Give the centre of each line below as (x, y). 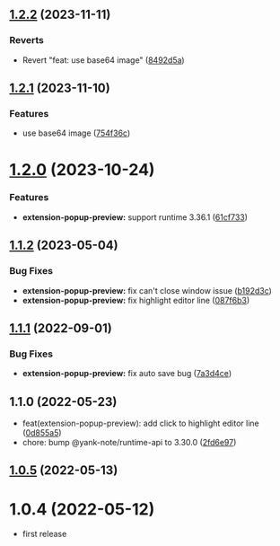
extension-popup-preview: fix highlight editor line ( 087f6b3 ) (136, 300)
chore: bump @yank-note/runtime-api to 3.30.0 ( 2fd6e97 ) (129, 443)
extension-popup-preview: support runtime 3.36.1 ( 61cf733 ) (135, 217)
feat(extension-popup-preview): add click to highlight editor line (141, 423)
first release (44, 534)
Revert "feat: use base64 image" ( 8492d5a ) (104, 60)
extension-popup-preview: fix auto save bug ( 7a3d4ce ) (127, 374)
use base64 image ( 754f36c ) (76, 133)
